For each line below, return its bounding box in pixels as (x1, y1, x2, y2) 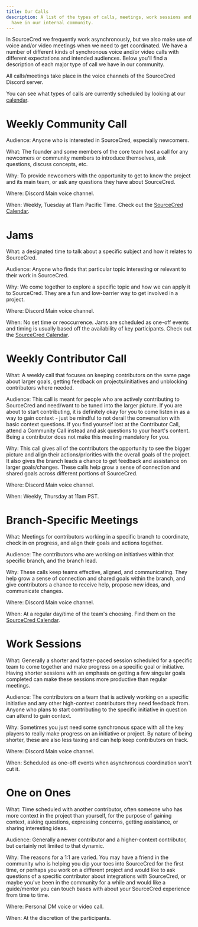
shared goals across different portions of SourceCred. (6, 470, 138, 477)
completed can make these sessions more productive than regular (6, 676, 167, 683)
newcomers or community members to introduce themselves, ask (6, 154, 166, 161)
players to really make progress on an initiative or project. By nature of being (6, 730, 193, 737)
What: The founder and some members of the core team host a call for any (6, 148, 189, 155)
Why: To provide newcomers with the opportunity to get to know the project (6, 172, 191, 179)
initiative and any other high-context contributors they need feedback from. (6, 700, 190, 707)
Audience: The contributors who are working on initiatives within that (6, 551, 174, 558)
